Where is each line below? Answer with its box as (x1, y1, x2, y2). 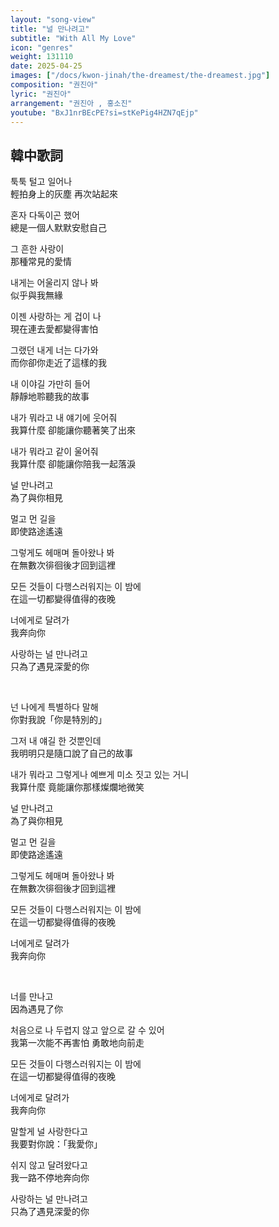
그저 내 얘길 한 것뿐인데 (10, 735, 102, 747)
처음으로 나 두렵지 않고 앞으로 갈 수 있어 (10, 1024, 165, 1036)
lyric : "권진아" (10, 89, 72, 99)
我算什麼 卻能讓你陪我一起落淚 (10, 458, 136, 470)
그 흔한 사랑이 (10, 243, 65, 255)
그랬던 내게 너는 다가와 (10, 344, 99, 356)
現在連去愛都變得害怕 (10, 323, 98, 335)
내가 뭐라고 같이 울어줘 (10, 446, 99, 458)
